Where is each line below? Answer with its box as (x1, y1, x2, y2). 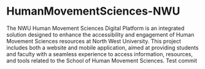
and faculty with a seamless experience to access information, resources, (6, 50, 193, 57)
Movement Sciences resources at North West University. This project (6, 37, 181, 45)
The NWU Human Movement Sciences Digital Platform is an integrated (6, 24, 185, 32)
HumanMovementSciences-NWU (6, 4, 180, 18)
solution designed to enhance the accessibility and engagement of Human (6, 31, 195, 38)
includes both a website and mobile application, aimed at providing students (6, 44, 199, 51)
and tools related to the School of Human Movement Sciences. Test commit (6, 57, 198, 64)
